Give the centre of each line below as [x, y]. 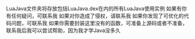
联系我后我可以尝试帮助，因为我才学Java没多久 [63, 30]
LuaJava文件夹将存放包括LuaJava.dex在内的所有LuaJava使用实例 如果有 [94, 8]
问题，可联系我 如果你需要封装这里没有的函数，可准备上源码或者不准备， [99, 23]
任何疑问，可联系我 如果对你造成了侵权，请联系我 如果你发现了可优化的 [97, 16]
